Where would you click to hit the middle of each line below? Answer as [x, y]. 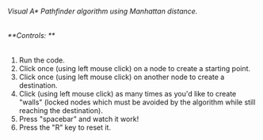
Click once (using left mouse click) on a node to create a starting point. [135, 68]
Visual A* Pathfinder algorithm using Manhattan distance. [103, 11]
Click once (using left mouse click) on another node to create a [122, 77]
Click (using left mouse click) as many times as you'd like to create [128, 93]
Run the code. [42, 60]
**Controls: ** [31, 36]
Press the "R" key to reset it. [65, 127]
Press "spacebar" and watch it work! [79, 119]
